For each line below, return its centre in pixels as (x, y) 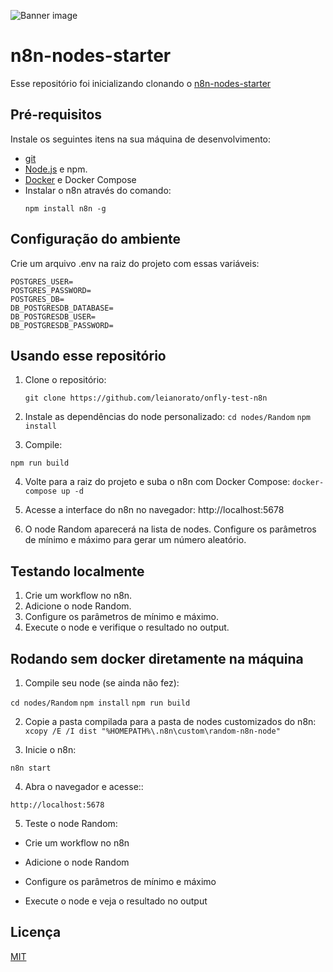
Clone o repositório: (65, 380)
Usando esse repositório (88, 355)
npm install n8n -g (65, 208)
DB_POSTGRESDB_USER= (53, 316)
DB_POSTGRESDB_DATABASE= (62, 308)
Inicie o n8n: (50, 749)
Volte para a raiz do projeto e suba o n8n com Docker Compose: (157, 482)
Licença (36, 932)
